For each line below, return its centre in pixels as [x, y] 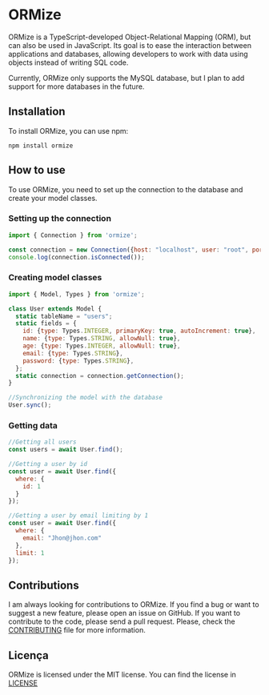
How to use [37, 170]
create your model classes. [53, 198]
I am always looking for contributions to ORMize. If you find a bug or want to [134, 605]
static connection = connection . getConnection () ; [100, 376]
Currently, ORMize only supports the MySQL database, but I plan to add [126, 78]
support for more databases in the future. [76, 86]
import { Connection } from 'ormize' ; [73, 235]
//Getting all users [43, 442]
